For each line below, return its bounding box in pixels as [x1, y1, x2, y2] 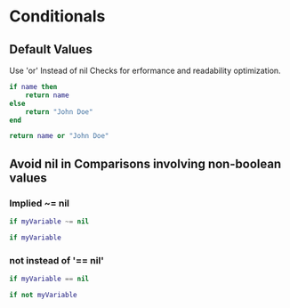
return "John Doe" [25, 107, 93, 117]
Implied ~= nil [9, 197, 69, 209]
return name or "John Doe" [9, 132, 109, 141]
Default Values [9, 42, 93, 57]
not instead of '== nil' [9, 254, 104, 266]
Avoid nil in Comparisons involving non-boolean [9, 156, 282, 171]
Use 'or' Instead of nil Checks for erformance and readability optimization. [9, 65, 282, 76]
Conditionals [9, 6, 106, 27]
